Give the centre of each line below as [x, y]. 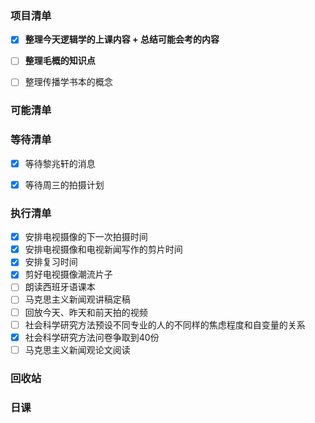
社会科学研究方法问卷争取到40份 [92, 337]
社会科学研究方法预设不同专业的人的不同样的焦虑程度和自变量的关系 [165, 324]
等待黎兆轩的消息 [60, 163]
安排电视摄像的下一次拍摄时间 [86, 237]
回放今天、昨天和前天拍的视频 [86, 312]
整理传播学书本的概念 [68, 82]
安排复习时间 [51, 262]
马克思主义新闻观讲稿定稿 [77, 299]
